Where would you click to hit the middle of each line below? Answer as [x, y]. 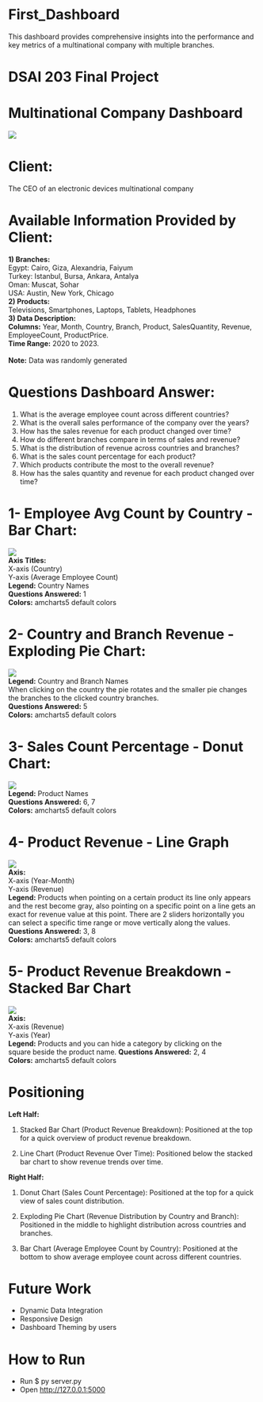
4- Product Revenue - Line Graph [119, 842]
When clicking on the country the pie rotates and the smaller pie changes [128, 689]
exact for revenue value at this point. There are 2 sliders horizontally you [126, 914]
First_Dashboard [64, 15]
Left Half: [24, 1114]
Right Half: [26, 1177]
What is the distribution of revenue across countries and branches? [130, 448]
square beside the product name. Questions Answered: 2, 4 [107, 1052]
